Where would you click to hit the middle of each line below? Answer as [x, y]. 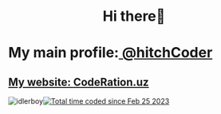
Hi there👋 [134, 16]
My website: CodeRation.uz [79, 82]
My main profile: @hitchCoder [110, 53]
